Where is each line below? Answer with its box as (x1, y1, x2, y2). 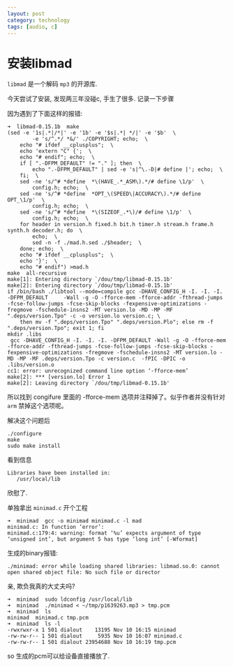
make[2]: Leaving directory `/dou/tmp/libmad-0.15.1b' (7, 380, 170, 387)
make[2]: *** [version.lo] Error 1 (7, 374, 111, 381)
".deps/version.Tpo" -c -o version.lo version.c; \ (7, 313, 160, 320)
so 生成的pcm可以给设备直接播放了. (7, 652, 110, 660)
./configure (7, 430, 42, 437)
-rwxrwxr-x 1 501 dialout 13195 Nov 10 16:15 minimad (7, 627, 176, 634)
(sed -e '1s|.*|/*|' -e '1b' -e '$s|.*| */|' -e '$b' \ (7, 130, 176, 137)
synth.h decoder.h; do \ (7, 227, 82, 234)
